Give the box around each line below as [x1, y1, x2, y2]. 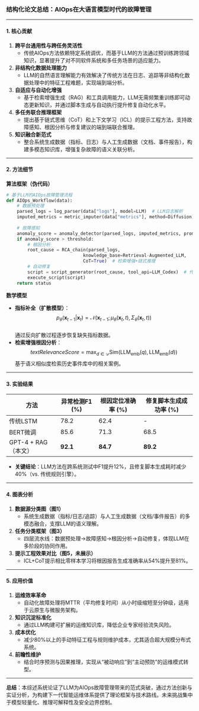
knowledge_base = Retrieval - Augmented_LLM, [82, 253, 187, 259]
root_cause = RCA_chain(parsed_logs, [27, 247, 120, 253]
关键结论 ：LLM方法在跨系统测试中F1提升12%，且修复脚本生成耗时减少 [14, 463, 187, 470]
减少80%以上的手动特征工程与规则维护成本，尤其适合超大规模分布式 [23, 636, 191, 643]
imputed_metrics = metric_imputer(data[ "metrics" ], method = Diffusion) [17, 214, 195, 220]
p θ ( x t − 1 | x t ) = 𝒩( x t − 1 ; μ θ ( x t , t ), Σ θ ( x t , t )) [56, 314, 152, 323]
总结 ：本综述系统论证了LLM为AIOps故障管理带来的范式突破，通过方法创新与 [6, 684, 192, 691]
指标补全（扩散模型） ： [14, 304, 70, 311]
